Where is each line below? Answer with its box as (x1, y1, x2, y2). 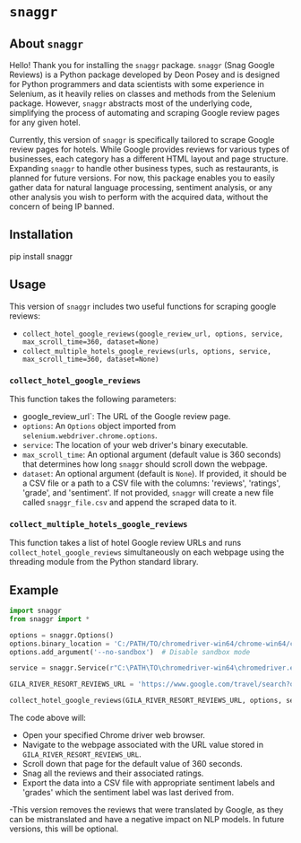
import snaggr (9, 606, 63, 616)
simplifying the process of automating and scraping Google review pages (9, 108, 280, 118)
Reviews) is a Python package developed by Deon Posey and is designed (9, 69, 280, 80)
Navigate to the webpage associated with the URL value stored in (21, 740, 264, 751)
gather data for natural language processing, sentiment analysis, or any (9, 182, 273, 192)
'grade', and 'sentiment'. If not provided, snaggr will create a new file (21, 487, 275, 497)
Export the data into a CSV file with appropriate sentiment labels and (21, 777, 276, 788)
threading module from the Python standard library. (9, 557, 199, 567)
